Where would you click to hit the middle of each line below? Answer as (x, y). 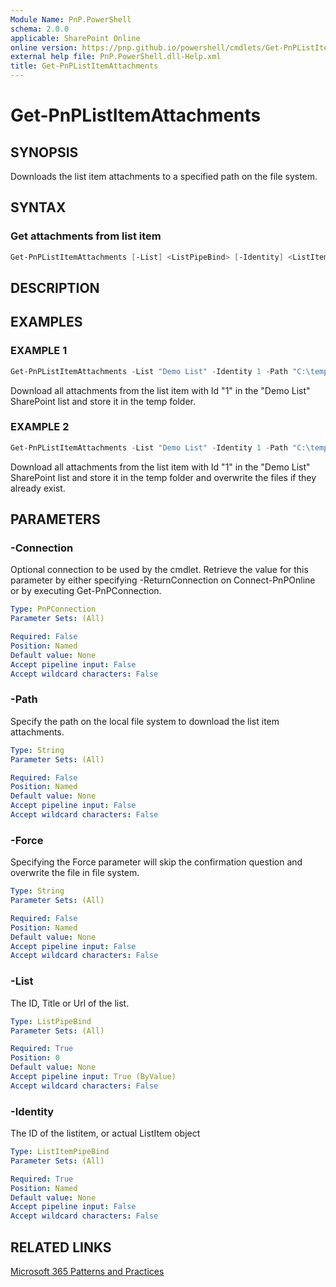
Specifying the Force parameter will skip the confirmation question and (156, 862)
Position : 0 (35, 1058)
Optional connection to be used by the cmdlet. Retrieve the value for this (159, 570)
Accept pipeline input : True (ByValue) (93, 1077)
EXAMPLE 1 (39, 351)
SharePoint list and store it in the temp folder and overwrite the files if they (163, 477)
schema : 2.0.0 (40, 29)
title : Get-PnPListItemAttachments (84, 66)
